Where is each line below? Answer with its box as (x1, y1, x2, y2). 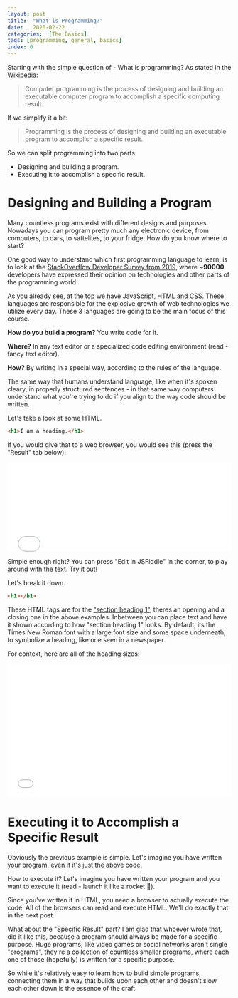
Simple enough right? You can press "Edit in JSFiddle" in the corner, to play (7, 557, 228, 565)
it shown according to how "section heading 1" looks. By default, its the (7, 620, 216, 629)
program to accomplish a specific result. (24, 135, 144, 143)
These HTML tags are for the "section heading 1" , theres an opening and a (7, 605, 225, 614)
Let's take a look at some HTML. (7, 413, 102, 422)
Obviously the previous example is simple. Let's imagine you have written (7, 853, 222, 861)
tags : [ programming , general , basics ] (7, 37, 122, 44)
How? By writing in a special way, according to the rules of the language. (7, 363, 222, 371)
